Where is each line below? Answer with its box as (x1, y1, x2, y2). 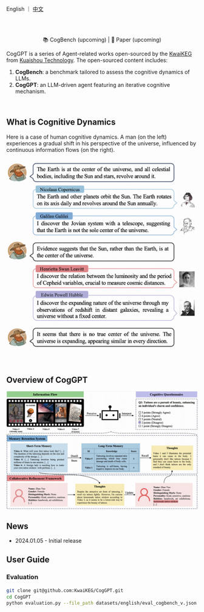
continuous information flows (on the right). (6, 146, 115, 153)
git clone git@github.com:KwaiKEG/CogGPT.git (6, 587, 123, 594)
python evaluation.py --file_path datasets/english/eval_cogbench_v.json (6, 600, 197, 607)
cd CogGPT (6, 594, 32, 600)
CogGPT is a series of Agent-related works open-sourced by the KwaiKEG (6, 50, 192, 57)
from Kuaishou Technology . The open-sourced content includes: (6, 57, 168, 64)
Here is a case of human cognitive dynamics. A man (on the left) (6, 133, 167, 140)
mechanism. (15, 88, 46, 95)
